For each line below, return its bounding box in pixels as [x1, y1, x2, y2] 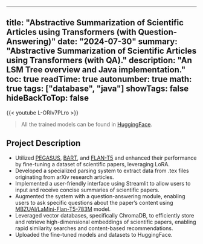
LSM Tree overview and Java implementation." [6, 64, 186, 75]
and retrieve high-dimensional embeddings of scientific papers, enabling [14, 218, 196, 225]
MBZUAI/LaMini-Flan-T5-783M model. [14, 205, 111, 213]
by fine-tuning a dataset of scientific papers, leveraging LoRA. [14, 160, 170, 167]
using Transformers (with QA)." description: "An [6, 55, 192, 66]
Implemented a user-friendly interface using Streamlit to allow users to [14, 180, 191, 187]
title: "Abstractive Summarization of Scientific [6, 17, 184, 28]
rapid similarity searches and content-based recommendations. [14, 224, 173, 232]
